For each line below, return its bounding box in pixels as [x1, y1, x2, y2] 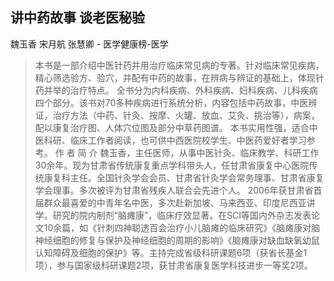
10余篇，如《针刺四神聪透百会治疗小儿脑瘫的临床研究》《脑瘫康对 [43, 221, 312, 233]
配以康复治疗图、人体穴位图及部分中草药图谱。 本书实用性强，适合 [34, 121, 310, 133]
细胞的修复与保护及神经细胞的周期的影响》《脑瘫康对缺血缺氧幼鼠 [52, 234, 320, 246]
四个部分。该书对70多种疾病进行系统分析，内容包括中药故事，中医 [34, 96, 309, 108]
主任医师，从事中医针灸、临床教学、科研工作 [134, 146, 320, 158]
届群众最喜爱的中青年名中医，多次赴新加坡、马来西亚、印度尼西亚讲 [34, 196, 316, 208]
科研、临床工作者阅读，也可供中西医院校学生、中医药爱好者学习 [43, 134, 307, 146]
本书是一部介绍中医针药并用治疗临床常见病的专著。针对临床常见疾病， [34, 59, 325, 71]
